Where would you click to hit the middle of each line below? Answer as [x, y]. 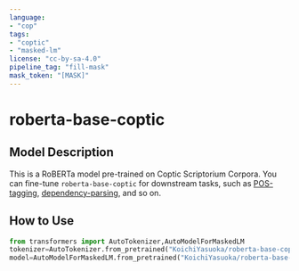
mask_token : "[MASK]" [49, 76]
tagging [23, 193]
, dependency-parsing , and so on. [99, 193]
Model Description [61, 152]
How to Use [42, 221]
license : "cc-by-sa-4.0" [55, 59]
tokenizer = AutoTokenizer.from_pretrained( [89, 250]
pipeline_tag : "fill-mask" [59, 68]
